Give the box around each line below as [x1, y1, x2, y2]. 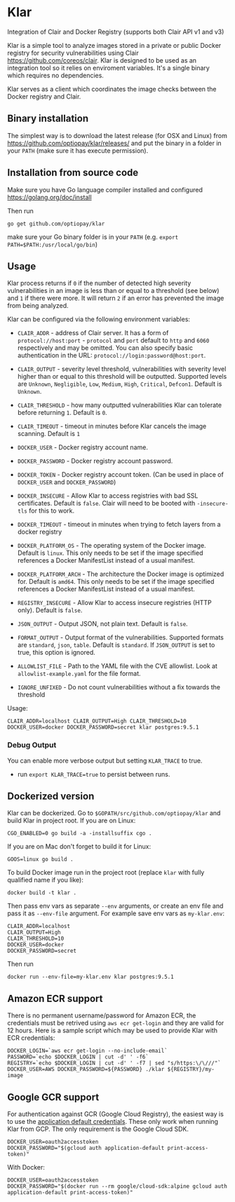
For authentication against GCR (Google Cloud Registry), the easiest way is [7, 1110, 224, 1118]
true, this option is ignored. [17, 649, 96, 657]
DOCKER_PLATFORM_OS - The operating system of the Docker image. [17, 541, 206, 550]
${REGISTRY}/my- [167, 1066, 215, 1073]
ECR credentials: [7, 1034, 55, 1042]
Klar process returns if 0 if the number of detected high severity [7, 279, 192, 287]
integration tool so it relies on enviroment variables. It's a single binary [7, 63, 210, 72]
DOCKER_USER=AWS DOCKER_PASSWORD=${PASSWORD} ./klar [7, 1066, 165, 1073]
